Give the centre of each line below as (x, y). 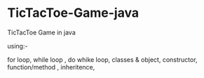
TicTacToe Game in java (41, 32)
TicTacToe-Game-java (73, 13)
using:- (18, 46)
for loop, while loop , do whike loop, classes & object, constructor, (102, 59)
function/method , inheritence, (51, 67)
